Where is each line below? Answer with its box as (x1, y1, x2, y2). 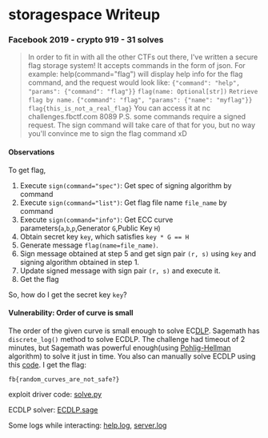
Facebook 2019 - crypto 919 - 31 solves (8, 34, 164, 46)
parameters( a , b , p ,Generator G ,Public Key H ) (19, 223, 162, 233)
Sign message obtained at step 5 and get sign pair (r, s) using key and (19, 248, 257, 258)
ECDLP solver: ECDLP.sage (8, 404, 98, 414)
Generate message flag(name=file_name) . (19, 240, 158, 250)
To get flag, (8, 165, 46, 175)
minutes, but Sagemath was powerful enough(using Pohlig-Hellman (8, 343, 232, 352)
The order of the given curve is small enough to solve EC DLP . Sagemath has (8, 326, 260, 336)
